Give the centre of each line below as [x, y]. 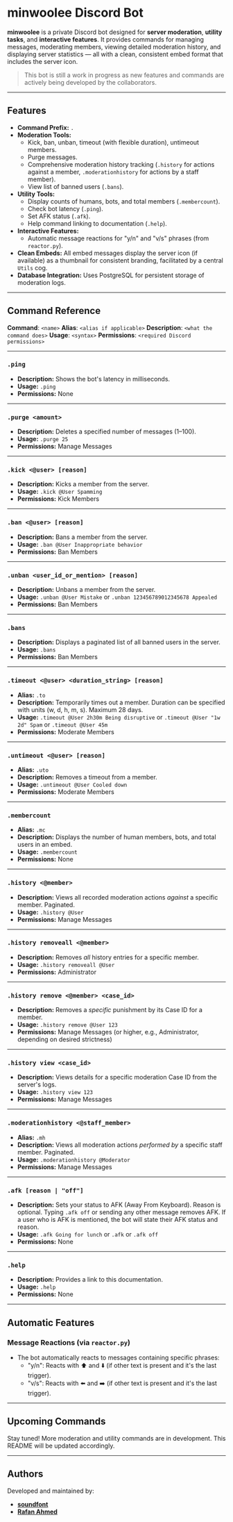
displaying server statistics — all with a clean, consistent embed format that [115, 54]
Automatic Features [51, 1322]
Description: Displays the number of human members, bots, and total [116, 837]
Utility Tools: [36, 194]
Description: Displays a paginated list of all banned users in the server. [119, 642]
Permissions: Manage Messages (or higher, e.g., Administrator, [108, 1032]
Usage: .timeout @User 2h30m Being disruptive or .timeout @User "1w [119, 717]
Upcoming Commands [57, 1422]
